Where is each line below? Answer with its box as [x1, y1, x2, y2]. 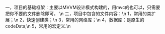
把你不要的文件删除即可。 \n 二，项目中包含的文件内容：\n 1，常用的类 [5, 10, 152, 16]
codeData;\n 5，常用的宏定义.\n [5, 23, 71, 29]
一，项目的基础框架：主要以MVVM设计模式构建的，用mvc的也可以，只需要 [5, 4, 160, 10]
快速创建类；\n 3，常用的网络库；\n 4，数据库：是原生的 [26, 17, 144, 22]
